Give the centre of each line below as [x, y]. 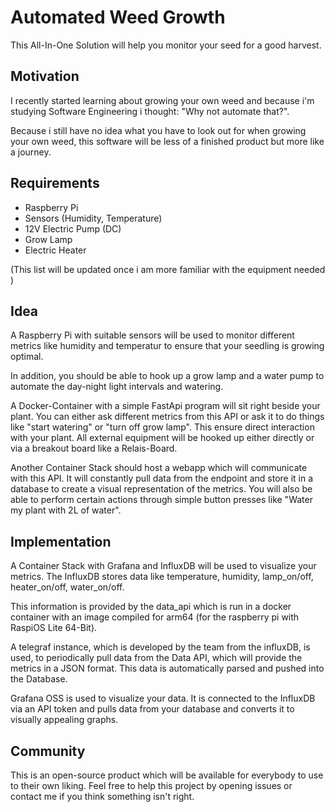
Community [48, 751]
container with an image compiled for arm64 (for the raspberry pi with [155, 617]
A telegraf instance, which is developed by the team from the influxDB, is [160, 647]
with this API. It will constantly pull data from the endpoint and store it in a [162, 478]
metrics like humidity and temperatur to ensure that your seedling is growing [167, 346]
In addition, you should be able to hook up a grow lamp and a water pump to [167, 376]
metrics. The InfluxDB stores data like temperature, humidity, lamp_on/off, [162, 577]
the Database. [39, 679]
